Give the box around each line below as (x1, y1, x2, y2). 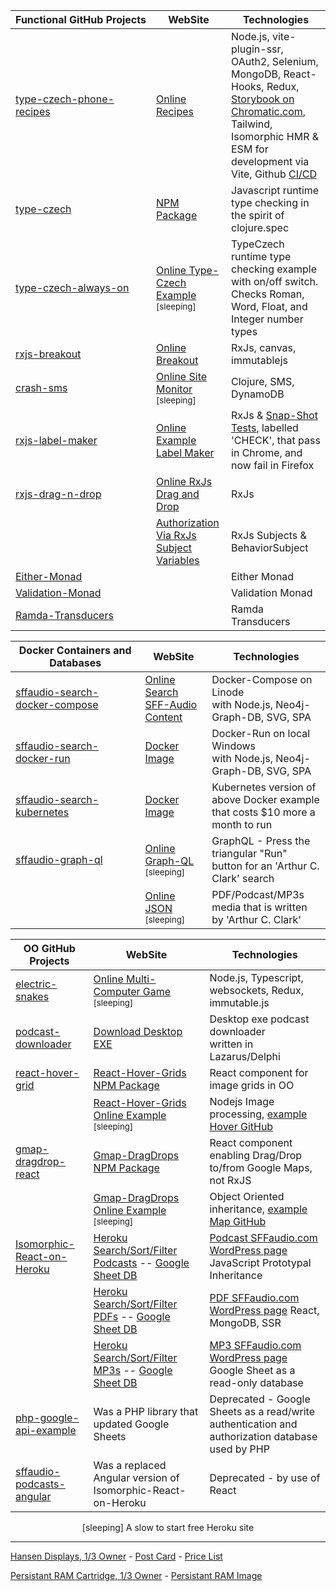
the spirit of (231, 209, 285, 222)
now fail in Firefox (231, 459, 315, 472)
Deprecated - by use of (209, 1471, 321, 1484)
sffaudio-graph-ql (15, 853, 103, 866)
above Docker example (211, 793, 320, 806)
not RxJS (209, 1174, 252, 1187)
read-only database (209, 1376, 304, 1389)
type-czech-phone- (15, 92, 115, 106)
